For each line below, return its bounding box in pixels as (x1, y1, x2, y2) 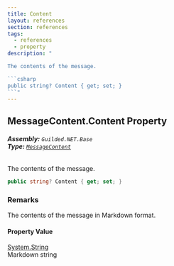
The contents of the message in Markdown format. (7, 211, 156, 220)
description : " (7, 50, 53, 57)
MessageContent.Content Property (7, 115, 168, 127)
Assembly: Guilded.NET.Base (7, 135, 93, 143)
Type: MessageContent (7, 143, 71, 151)
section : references (7, 23, 69, 31)
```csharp (7, 75, 37, 82)
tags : (7, 30, 23, 38)
